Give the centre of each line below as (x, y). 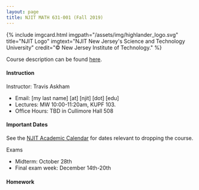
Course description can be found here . (54, 59)
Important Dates (27, 125)
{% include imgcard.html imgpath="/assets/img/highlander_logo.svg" (92, 34)
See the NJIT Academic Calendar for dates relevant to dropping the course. (100, 138)
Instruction (20, 73)
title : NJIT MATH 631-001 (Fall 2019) (55, 17)
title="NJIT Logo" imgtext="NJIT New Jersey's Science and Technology (96, 41)
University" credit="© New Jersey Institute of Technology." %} (84, 47)
